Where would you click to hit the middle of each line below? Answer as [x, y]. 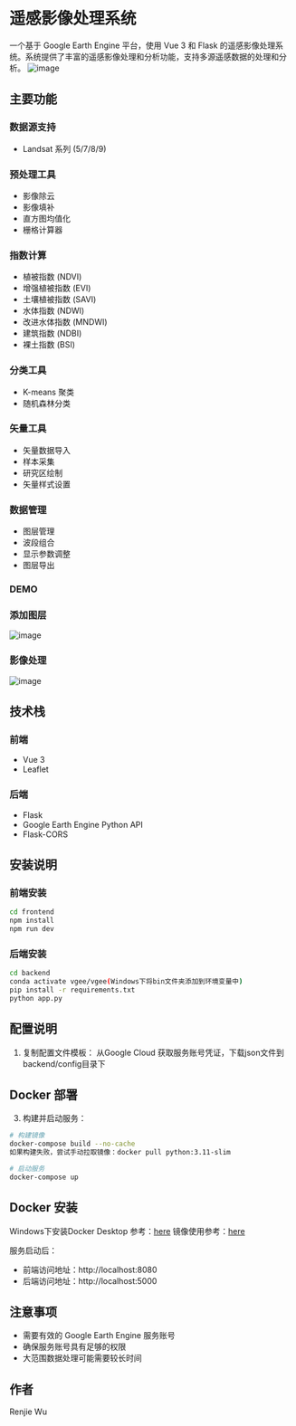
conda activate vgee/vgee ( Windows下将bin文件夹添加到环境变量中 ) [126, 982]
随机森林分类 [46, 403]
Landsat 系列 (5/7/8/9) [64, 148]
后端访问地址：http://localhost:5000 [90, 1280]
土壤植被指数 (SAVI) [59, 299]
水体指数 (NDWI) [53, 311]
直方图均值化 [46, 218]
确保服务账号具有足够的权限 [74, 1347]
